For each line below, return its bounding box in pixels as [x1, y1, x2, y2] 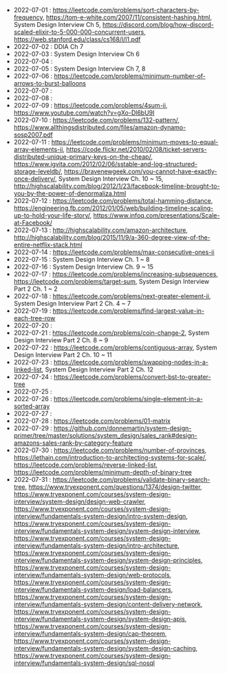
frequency [13, 13, 43, 21]
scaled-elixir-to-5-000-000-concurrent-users [13, 28, 144, 36]
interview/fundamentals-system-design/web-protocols [13, 571, 170, 579]
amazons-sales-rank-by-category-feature [13, 439, 133, 447]
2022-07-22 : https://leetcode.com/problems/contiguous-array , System [13, 343, 218, 352]
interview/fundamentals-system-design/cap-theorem [13, 630, 166, 637]
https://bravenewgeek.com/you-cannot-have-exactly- [64, 167, 217, 175]
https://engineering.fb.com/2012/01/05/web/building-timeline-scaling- [13, 204, 214, 212]
